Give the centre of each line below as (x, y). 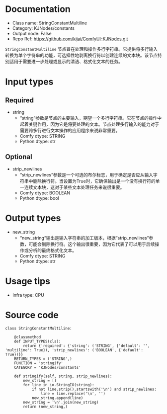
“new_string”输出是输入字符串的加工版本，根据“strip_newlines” (84, 238)
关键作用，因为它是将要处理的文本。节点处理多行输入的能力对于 (94, 124)
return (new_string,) (45, 407)
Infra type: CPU (28, 295)
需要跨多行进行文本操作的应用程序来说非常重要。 (70, 130)
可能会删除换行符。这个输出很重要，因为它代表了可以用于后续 (92, 244)
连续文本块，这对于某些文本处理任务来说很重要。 (74, 187)
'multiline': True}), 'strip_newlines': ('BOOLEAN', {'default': (74, 350)
